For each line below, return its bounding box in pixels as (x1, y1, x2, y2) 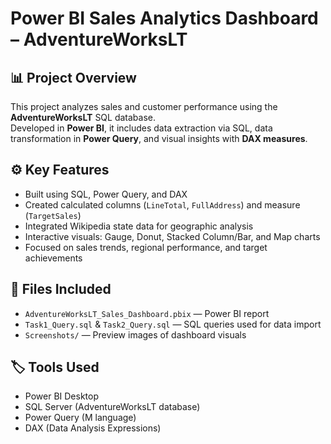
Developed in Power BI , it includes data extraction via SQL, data (10, 122, 273, 134)
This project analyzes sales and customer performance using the (10, 101, 278, 112)
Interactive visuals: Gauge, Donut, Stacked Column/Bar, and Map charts (24, 230, 321, 242)
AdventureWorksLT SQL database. (10, 112, 157, 123)
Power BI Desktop (24, 390, 99, 402)
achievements (24, 252, 83, 264)
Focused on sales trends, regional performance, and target (24, 241, 268, 253)
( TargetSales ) (24, 209, 82, 221)
